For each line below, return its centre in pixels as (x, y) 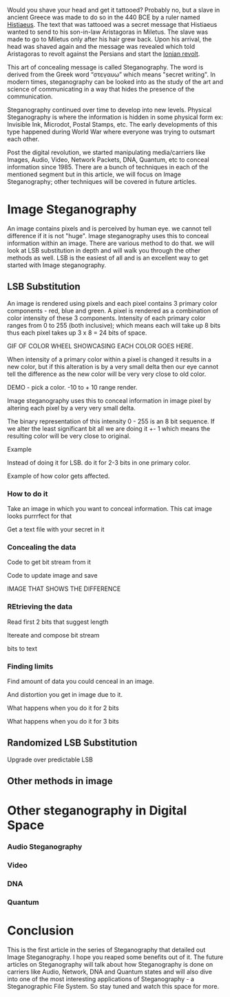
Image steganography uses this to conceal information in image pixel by (109, 400)
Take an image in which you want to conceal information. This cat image (109, 509)
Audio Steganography (45, 847)
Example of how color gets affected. (59, 476)
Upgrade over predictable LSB (50, 759)
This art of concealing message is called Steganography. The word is (105, 67)
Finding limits (30, 666)
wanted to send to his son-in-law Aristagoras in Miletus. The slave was (108, 32)
